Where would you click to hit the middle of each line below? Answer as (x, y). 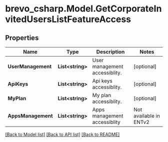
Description (110, 52)
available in (146, 116)
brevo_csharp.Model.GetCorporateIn (83, 9)
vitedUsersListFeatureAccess (68, 19)
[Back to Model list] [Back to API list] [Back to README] (62, 134)
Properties (22, 38)
